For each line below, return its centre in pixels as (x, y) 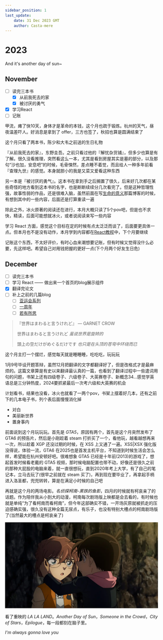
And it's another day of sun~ (33, 64)
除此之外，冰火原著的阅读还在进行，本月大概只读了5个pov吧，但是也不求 (78, 210)
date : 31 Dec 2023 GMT (37, 20)
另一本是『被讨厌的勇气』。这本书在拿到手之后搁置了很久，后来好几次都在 (78, 181)
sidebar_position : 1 (26, 10)
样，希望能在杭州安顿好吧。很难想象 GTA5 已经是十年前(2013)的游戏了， (78, 456)
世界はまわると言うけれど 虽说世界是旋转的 (60, 334)
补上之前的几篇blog (31, 295)
